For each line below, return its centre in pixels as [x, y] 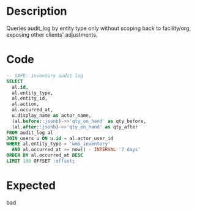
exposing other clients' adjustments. [52, 34]
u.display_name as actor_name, [52, 116]
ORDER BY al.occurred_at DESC [45, 155]
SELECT [15, 81]
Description [37, 11]
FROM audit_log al [30, 133]
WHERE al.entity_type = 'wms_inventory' [59, 144]
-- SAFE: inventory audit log [45, 76]
